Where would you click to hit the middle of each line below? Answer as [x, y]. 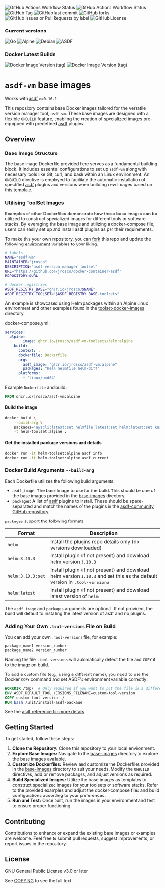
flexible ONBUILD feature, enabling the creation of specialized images [74, 119]
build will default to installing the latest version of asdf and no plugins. [76, 613]
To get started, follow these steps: [40, 739]
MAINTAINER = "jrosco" [26, 262]
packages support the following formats [44, 521]
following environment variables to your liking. [52, 244]
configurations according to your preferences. [59, 796]
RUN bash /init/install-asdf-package [44, 702]
